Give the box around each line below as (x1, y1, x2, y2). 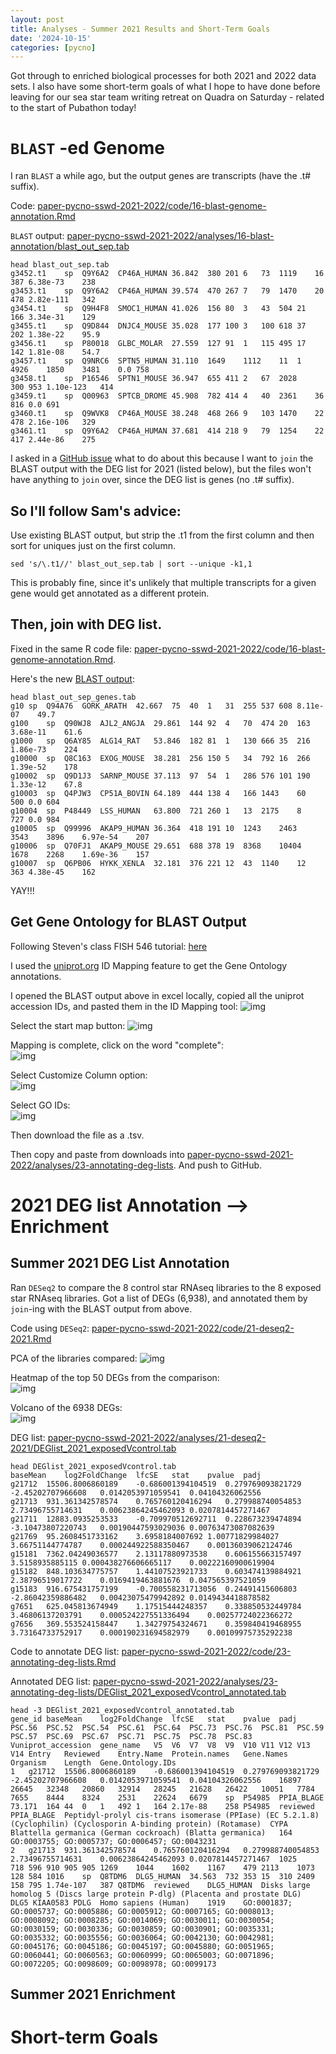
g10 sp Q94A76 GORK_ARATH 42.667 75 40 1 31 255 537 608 (10, 701, 293, 711)
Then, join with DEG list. (10, 616, 163, 633)
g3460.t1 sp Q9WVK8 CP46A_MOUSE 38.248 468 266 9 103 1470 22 (10, 409, 325, 419)
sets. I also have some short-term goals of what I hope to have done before (10, 81, 321, 93)
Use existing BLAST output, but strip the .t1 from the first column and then (10, 529, 315, 541)
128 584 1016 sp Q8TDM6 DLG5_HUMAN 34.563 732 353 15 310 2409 (10, 1871, 315, 1881)
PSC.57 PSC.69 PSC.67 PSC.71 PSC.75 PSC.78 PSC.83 (10, 1731, 253, 1741)
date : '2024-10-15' (10, 33, 92, 43)
